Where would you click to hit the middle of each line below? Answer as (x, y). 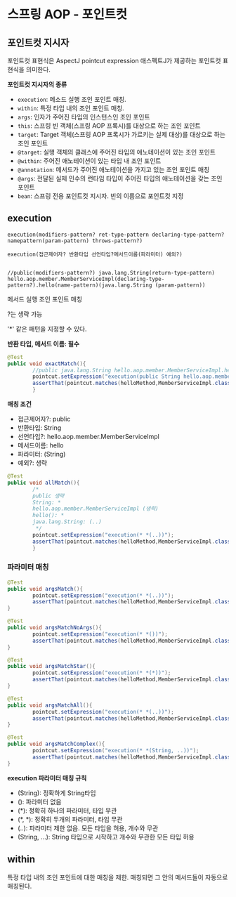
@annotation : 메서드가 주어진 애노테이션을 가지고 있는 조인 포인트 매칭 (113, 170)
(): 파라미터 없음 (39, 801)
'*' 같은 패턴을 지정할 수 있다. (47, 329)
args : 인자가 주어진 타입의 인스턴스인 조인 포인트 (84, 117)
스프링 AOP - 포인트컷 (67, 14)
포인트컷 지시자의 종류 (37, 84)
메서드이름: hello (40, 445)
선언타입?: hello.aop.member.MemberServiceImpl (88, 437)
